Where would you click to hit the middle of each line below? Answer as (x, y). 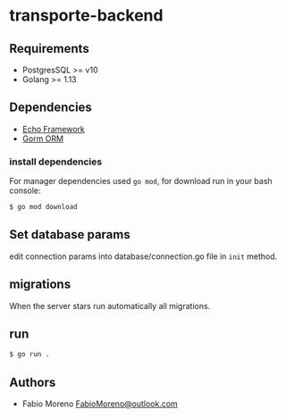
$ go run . (29, 355)
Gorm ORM (43, 138)
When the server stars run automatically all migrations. (110, 305)
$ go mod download (43, 207)
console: (25, 191)
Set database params (70, 234)
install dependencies (56, 162)
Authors (33, 382)
